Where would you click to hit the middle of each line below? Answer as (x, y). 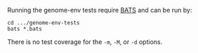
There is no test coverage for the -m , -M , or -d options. (85, 42)
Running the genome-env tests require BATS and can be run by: (100, 10)
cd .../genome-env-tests (44, 23)
